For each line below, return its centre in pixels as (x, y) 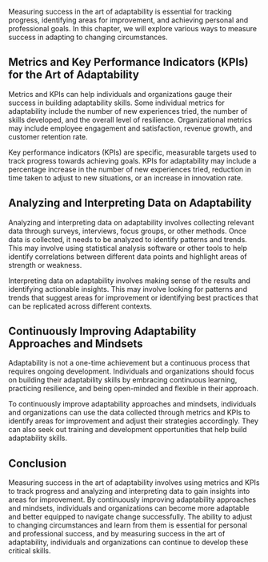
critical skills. (30, 551)
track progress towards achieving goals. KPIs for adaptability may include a (133, 160)
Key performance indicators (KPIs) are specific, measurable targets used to (133, 152)
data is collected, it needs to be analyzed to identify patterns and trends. (128, 239)
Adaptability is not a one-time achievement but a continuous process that (129, 363)
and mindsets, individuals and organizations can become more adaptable (129, 508)
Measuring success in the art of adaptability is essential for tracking (120, 12)
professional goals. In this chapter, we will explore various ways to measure (133, 28)
